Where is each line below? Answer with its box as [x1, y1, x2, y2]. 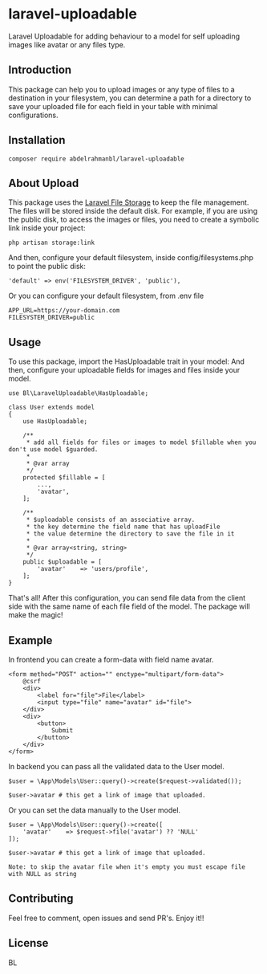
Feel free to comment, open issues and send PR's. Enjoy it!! [8, 913, 204, 923]
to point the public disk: [8, 262, 87, 271]
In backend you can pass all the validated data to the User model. [8, 762, 225, 771]
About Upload [8, 176, 79, 190]
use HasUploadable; [22, 418, 88, 426]
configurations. [8, 110, 59, 120]
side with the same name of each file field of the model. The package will [8, 601, 250, 611]
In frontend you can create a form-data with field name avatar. [8, 655, 214, 664]
